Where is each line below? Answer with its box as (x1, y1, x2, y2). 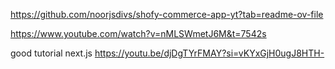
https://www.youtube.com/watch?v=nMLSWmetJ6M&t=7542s (10, 28, 267, 39)
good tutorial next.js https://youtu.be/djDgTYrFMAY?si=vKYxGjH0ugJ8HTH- (10, 47, 325, 59)
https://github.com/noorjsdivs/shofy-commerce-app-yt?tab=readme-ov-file (10, 9, 324, 20)
